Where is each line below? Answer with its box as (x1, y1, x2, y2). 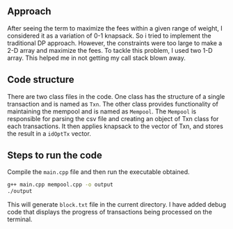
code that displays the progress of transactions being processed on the (7, 208, 212, 216)
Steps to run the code (7, 150, 103, 161)
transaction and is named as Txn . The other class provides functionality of (7, 100, 219, 108)
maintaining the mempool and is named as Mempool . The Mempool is (7, 107, 197, 116)
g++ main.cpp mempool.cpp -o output (7, 181, 113, 189)
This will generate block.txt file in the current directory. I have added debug (7, 200, 227, 209)
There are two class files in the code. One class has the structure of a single (7, 92, 225, 100)
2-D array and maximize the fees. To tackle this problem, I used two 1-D (7, 46, 214, 54)
